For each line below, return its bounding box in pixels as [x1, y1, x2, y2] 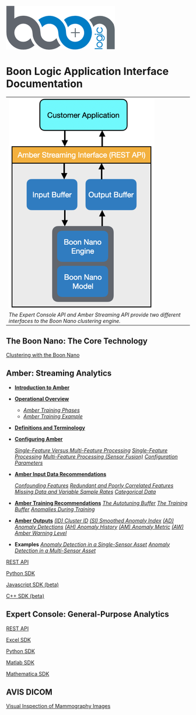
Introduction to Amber [14, 384, 70, 391]
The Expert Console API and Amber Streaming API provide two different [8, 311, 181, 318]
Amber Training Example [23, 412, 83, 420]
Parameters [14, 459, 43, 466]
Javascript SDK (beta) [6, 581, 60, 588]
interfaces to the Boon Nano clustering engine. [8, 317, 121, 324]
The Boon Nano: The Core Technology [6, 336, 148, 346]
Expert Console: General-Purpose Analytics [6, 609, 169, 620]
